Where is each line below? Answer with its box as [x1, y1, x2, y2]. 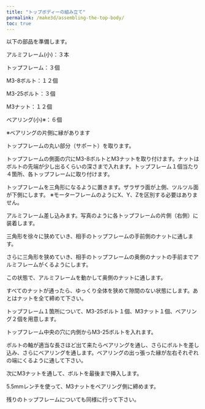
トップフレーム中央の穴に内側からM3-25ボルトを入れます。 [6, 329, 157, 336]
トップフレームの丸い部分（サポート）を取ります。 [6, 142, 135, 150]
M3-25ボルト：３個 [6, 90, 56, 97]
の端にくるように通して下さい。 [6, 357, 87, 364]
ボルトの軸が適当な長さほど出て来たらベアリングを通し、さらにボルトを [6, 342, 188, 349]
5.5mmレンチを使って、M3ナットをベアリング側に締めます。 [6, 383, 160, 390]
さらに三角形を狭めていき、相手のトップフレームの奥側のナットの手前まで [6, 253, 194, 261]
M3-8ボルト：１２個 [6, 77, 58, 85]
